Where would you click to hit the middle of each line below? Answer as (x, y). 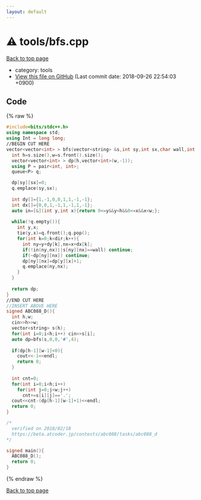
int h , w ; (23, 317)
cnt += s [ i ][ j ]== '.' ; (46, 395)
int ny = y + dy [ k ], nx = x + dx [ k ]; (57, 244)
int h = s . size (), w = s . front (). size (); (57, 155)
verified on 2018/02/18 (41, 428)
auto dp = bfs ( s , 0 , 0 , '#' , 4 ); (45, 339)
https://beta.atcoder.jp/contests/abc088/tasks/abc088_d (85, 434)
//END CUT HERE (25, 300)
